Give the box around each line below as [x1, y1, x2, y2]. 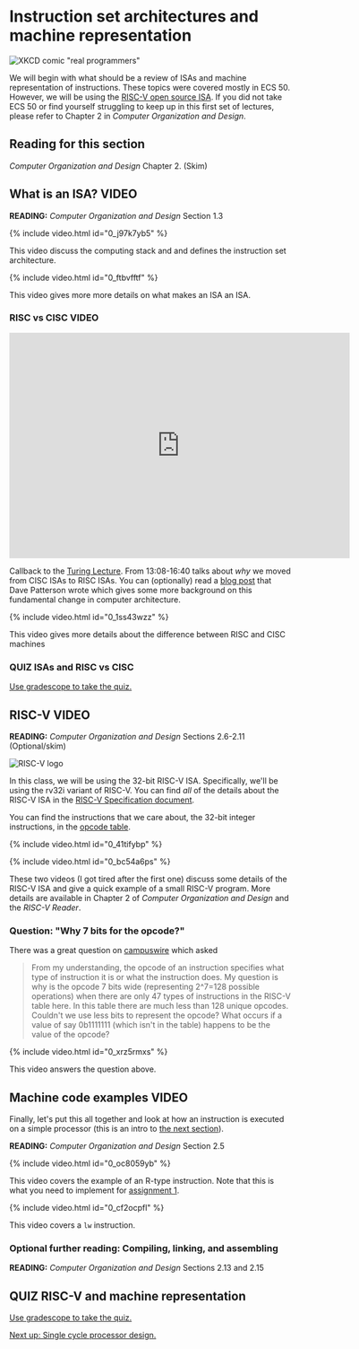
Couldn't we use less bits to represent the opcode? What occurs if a [30, 1010, 283, 1021]
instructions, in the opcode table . [9, 821, 132, 832]
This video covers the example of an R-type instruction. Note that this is [9, 1176, 275, 1187]
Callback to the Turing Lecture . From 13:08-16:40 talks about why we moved [9, 565, 291, 576]
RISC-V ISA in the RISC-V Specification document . [9, 794, 195, 805]
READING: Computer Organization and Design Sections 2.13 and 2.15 [9, 1263, 264, 1274]
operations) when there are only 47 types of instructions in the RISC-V [30, 991, 291, 1002]
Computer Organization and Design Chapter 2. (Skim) [9, 160, 208, 171]
